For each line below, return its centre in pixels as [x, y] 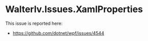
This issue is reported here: [34, 23]
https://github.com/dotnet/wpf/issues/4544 [58, 33]
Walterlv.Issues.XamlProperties [74, 9]
